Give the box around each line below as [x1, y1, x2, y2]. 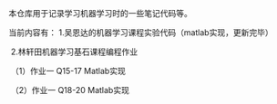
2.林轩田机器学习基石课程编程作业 [10, 46, 138, 57]
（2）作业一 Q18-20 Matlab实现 [10, 85, 129, 95]
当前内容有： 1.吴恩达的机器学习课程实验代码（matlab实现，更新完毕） [8, 27, 274, 38]
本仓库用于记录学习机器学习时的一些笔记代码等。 [8, 8, 192, 18]
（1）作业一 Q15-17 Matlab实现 [10, 66, 127, 76]
